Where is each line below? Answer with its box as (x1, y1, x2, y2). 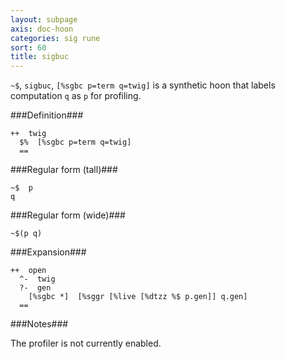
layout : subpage (10, 14, 78, 25)
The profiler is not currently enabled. (10, 337, 162, 350)
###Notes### (10, 318, 69, 330)
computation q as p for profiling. (10, 90, 142, 102)
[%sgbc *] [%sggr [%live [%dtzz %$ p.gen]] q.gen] (28, 292, 248, 302)
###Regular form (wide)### (10, 209, 126, 221)
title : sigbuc (10, 52, 70, 62)
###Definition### (10, 109, 84, 121)
